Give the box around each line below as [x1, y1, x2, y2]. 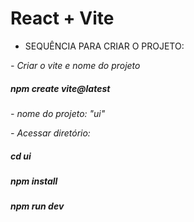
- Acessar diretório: [10, 127, 91, 139]
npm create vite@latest [10, 82, 111, 94]
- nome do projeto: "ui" [10, 107, 106, 119]
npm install [10, 175, 58, 187]
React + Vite [10, 7, 115, 30]
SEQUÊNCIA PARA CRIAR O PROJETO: [24, 40, 185, 52]
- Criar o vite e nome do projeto [10, 59, 141, 71]
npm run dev [10, 200, 65, 212]
